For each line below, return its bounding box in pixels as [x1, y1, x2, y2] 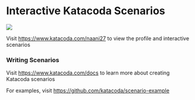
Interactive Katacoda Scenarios [6, 4, 165, 18]
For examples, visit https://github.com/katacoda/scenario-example [6, 87, 169, 94]
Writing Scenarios [6, 56, 59, 64]
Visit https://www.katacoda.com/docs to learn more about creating [6, 69, 170, 76]
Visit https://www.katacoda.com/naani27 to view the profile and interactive [6, 34, 190, 42]
